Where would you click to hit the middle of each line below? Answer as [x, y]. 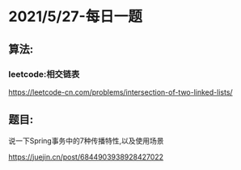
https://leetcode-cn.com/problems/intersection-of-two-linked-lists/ [120, 92]
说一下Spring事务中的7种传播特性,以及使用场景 [86, 140]
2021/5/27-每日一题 [76, 17]
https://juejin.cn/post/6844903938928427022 [86, 157]
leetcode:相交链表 [44, 74]
